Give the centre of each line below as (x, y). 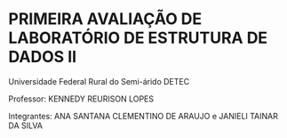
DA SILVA (26, 126)
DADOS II (43, 57)
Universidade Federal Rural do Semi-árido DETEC (99, 81)
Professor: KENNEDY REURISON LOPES (81, 99)
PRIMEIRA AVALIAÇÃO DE (105, 19)
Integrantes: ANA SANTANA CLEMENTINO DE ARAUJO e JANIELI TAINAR (143, 116)
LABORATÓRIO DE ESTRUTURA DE (138, 38)
